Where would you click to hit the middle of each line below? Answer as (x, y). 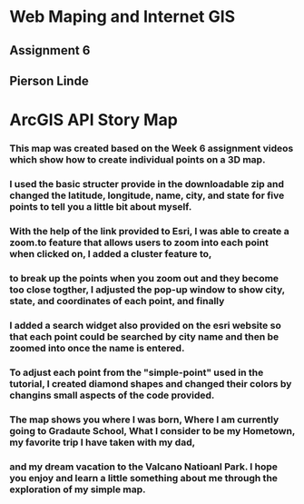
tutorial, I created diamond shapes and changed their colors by (151, 383)
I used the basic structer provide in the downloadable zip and (147, 184)
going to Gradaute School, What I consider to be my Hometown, (152, 430)
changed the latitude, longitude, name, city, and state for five (147, 195)
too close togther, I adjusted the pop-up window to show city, (147, 290)
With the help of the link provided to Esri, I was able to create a (149, 231)
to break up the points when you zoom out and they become (144, 278)
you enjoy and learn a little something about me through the (144, 478)
